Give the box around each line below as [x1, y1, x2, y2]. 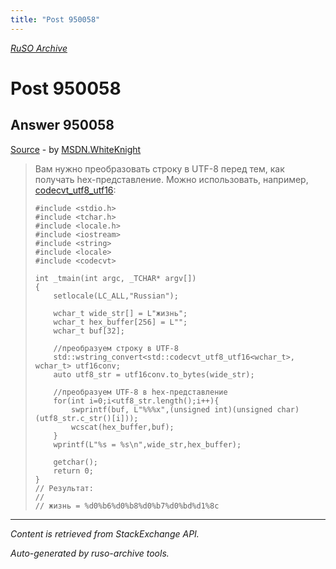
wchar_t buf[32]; [53, 326, 125, 336]
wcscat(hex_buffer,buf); [71, 422, 175, 432]
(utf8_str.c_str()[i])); [34, 413, 139, 423]
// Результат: [34, 483, 94, 493]
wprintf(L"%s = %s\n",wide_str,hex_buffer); [53, 439, 242, 450]
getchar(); [53, 457, 99, 467]
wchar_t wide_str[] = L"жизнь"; [53, 308, 188, 318]
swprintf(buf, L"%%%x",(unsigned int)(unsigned [71, 404, 273, 415]
